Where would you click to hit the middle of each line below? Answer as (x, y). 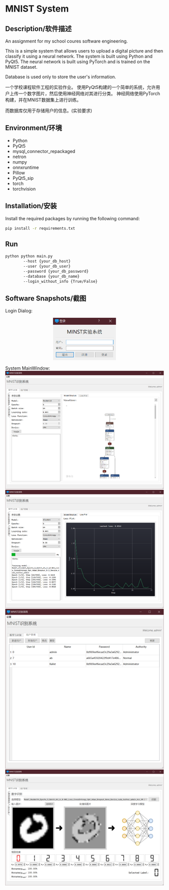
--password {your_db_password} (56, 271)
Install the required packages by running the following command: (72, 218)
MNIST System (37, 9)
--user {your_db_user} (47, 266)
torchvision (24, 189)
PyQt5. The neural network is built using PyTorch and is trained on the (78, 62)
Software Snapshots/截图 (46, 298)
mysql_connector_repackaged (44, 151)
